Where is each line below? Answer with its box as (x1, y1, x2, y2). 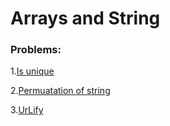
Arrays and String (10, 7, 161, 30)
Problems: (10, 43, 62, 57)
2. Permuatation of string (10, 85, 111, 97)
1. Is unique (10, 65, 55, 77)
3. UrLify (10, 104, 44, 116)
